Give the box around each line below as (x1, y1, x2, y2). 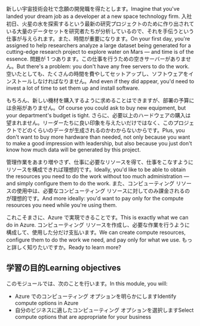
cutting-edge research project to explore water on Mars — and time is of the (6, 48, 194, 55)
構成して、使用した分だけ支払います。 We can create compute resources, (6, 229, 186, 236)
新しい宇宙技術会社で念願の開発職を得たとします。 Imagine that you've (6, 5, 180, 12)
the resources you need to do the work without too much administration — (6, 173, 189, 179)
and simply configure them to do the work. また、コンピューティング (6, 180, 175, 187)
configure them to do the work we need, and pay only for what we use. (6, 236, 181, 243)
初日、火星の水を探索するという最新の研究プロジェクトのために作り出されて (6, 20, 195, 27)
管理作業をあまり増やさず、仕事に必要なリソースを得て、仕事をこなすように (6, 159, 194, 166)
